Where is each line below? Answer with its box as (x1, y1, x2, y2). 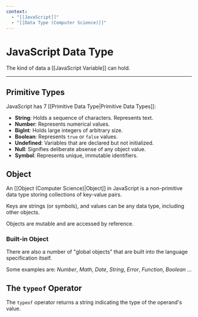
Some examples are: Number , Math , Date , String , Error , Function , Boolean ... (6, 266, 192, 273)
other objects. (6, 208, 40, 215)
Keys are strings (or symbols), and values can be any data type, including (6, 202, 184, 210)
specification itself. (6, 254, 52, 262)
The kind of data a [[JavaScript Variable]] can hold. (6, 64, 131, 71)
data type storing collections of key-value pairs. (6, 191, 123, 198)
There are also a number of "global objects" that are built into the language (6, 249, 189, 256)
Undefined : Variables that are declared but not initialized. (14, 139, 154, 146)
